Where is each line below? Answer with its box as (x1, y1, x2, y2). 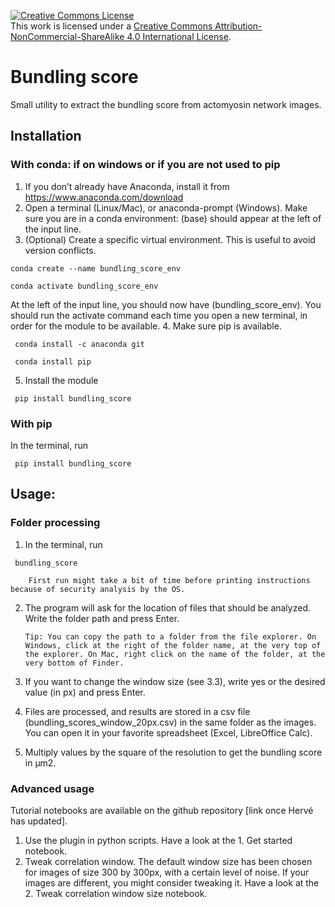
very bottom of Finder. (24, 658, 125, 668)
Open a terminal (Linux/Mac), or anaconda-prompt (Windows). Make (24, 201, 308, 214)
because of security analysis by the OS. (10, 584, 186, 594)
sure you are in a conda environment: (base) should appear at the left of (24, 212, 322, 224)
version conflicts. (24, 244, 97, 256)
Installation (10, 128, 82, 145)
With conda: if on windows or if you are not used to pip (10, 158, 281, 172)
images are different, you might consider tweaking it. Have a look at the (24, 876, 320, 889)
